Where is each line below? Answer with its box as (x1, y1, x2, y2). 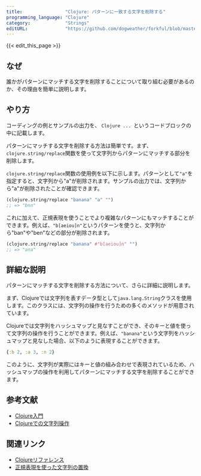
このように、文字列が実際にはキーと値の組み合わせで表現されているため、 (6, 361, 190, 368)
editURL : (6, 25, 28, 32)
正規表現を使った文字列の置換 (14, 463, 89, 471)
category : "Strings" (6, 20, 90, 26)
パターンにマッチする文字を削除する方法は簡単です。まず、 (6, 142, 152, 149)
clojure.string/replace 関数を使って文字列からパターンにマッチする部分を (6, 149, 191, 157)
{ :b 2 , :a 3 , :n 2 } (6, 349, 55, 355)
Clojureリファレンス (14, 456, 65, 463)
